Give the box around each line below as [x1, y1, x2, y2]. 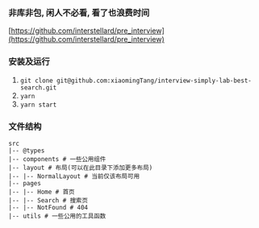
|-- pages [8, 179, 42, 187]
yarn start [19, 101, 57, 109]
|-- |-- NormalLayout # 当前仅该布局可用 [8, 172, 140, 180]
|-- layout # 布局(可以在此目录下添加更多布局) [8, 164, 153, 172]
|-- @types [8, 147, 45, 155]
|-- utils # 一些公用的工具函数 [8, 212, 107, 220]
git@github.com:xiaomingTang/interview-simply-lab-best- [56, 77, 252, 85]
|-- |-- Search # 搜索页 [8, 196, 89, 205]
